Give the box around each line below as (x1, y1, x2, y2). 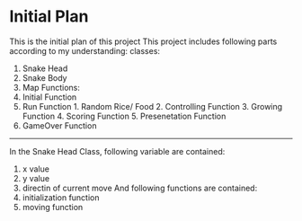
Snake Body (22, 72, 67, 83)
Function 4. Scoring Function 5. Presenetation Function (22, 110, 226, 121)
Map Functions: (22, 82, 81, 93)
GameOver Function (22, 119, 97, 131)
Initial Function (22, 92, 77, 102)
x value (22, 164, 49, 174)
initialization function (22, 191, 100, 203)
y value (22, 172, 50, 183)
